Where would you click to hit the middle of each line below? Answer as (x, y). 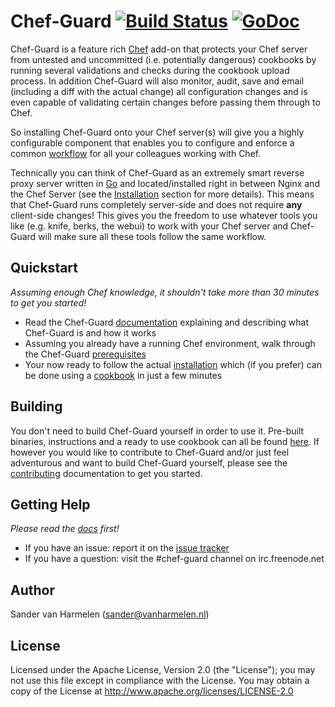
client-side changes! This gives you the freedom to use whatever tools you (164, 215)
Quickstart (44, 268)
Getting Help (50, 504)
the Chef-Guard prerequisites (85, 354)
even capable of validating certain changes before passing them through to (165, 102)
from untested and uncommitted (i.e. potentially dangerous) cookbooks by (163, 59)
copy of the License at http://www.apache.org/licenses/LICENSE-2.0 (152, 691)
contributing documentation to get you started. (106, 473)
